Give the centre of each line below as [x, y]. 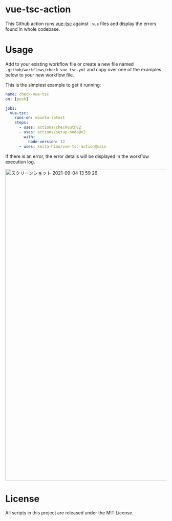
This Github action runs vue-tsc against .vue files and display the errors [81, 24]
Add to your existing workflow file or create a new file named [70, 64]
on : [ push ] [17, 99]
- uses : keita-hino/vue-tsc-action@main [62, 146]
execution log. [20, 162]
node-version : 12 [47, 142]
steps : [21, 123]
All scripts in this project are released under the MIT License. [70, 513]
